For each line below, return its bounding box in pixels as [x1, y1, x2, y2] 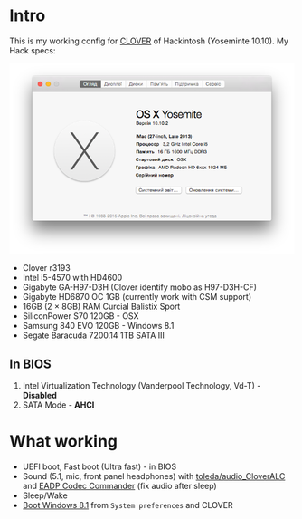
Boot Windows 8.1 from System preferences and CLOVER [22, 500, 233, 511]
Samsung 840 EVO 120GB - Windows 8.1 [22, 321, 175, 332]
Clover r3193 [22, 263, 71, 274]
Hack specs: [9, 44, 56, 55]
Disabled [22, 390, 57, 401]
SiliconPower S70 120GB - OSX [22, 311, 139, 322]
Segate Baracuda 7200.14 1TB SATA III [22, 330, 165, 341]
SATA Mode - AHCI [22, 399, 95, 410]
